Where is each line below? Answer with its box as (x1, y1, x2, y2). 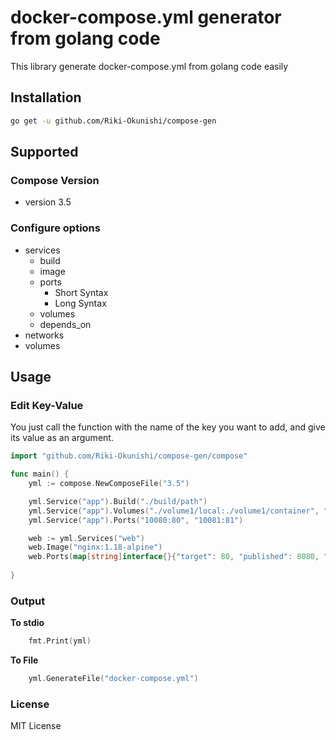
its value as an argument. (10, 432, 114, 444)
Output (10, 594, 46, 608)
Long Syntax (54, 297, 107, 309)
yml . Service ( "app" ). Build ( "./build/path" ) (28, 496, 208, 506)
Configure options (10, 221, 101, 235)
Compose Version (10, 173, 100, 187)
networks (24, 329, 65, 341)
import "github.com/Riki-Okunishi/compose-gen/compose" (10, 451, 248, 461)
